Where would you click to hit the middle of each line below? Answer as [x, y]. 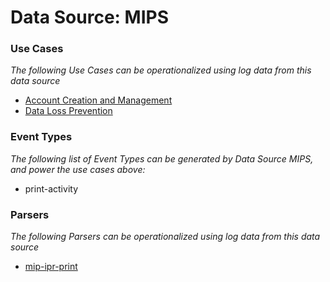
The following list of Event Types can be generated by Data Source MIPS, [162, 158]
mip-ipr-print [51, 267]
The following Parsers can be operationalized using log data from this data [165, 237]
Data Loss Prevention [68, 111]
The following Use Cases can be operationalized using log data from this [161, 70]
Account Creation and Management [98, 100]
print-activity [51, 188]
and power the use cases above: [78, 169]
